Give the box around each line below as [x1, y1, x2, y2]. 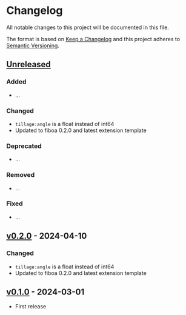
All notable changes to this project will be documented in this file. [6, 24, 170, 31]
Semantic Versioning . [6, 42, 59, 49]
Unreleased [6, 59, 51, 70]
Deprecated [6, 142, 42, 150]
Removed [6, 171, 35, 179]
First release [15, 303, 47, 310]
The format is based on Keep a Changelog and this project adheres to [6, 35, 181, 42]
